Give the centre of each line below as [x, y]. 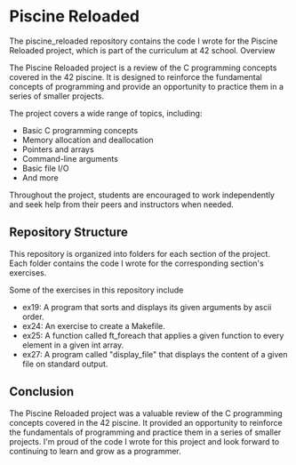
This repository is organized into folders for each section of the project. [140, 253]
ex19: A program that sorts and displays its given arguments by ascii [147, 307]
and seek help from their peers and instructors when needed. [121, 204]
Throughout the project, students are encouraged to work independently [142, 195]
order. [33, 317]
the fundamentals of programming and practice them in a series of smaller [145, 432]
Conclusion [42, 392]
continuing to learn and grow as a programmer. [96, 451]
